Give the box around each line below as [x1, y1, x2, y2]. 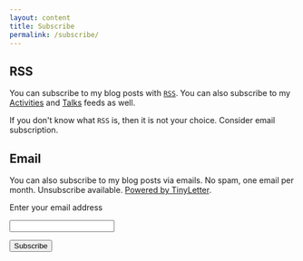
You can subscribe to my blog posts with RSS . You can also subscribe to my [9, 88, 291, 99]
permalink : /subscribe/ [9, 30, 100, 39]
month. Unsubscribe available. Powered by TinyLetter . [9, 185, 211, 195]
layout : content [9, 13, 71, 23]
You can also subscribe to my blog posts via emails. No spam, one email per [9, 175, 295, 186]
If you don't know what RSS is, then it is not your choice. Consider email [9, 115, 276, 126]
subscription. [9, 124, 59, 136]
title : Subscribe [9, 22, 75, 31]
